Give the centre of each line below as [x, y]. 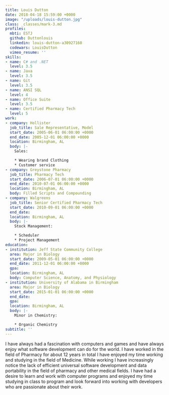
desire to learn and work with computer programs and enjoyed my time [79, 376]
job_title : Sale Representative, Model [52, 128]
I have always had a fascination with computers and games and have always [84, 344]
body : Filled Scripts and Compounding [51, 193]
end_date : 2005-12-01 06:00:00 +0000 [49, 137]
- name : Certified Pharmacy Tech [40, 109]
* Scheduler [27, 235]
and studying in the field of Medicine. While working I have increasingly [79, 360]
